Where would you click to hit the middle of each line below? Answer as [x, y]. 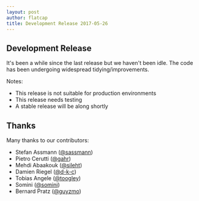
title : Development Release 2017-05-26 [57, 23]
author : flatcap [27, 18]
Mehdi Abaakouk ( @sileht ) [49, 165]
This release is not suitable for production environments [86, 93]
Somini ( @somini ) [37, 185]
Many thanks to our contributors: [48, 140]
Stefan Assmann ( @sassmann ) [54, 152]
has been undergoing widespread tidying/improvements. [78, 70]
